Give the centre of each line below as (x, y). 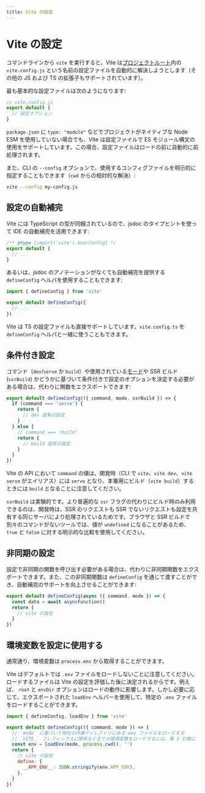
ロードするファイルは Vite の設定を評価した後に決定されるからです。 (93, 682)
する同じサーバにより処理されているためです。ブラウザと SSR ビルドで (101, 517)
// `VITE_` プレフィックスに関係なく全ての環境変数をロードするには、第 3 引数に (104, 739)
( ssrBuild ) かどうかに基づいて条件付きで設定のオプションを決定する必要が (100, 379)
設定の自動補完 (35, 208)
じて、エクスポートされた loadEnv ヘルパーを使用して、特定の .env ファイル (102, 697)
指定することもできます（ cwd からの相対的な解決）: (71, 176)
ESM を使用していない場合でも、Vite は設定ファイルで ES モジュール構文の (101, 140)
